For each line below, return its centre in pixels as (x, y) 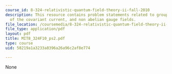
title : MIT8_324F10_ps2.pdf (35, 39)
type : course (19, 43)
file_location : (21, 24)
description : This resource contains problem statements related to (80, 15)
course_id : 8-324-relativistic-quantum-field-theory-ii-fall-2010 (78, 10)
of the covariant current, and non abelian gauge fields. (73, 19)
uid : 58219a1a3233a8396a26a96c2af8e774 (48, 48)
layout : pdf (18, 34)
